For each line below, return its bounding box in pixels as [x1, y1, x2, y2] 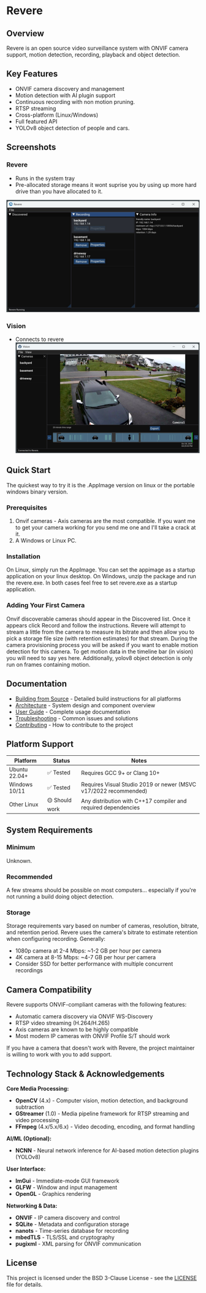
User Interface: [6, 1165, 46, 1173]
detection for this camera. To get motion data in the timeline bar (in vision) [6, 648, 194, 655]
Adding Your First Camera [6, 601, 85, 610]
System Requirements [6, 825, 93, 835]
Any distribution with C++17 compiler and [81, 797, 187, 805]
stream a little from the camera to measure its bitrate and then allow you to [6, 628, 195, 635]
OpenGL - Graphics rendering [15, 1190, 91, 1198]
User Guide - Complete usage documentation [15, 708, 131, 715]
